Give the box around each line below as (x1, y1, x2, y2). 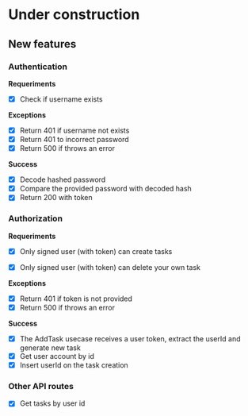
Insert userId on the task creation (19, 360, 128, 370)
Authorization (8, 213, 63, 224)
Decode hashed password (19, 175, 106, 184)
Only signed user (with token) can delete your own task (19, 262, 200, 272)
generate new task (19, 343, 81, 352)
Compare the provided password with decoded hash (19, 184, 192, 194)
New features (8, 37, 77, 51)
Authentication (8, 61, 67, 72)
